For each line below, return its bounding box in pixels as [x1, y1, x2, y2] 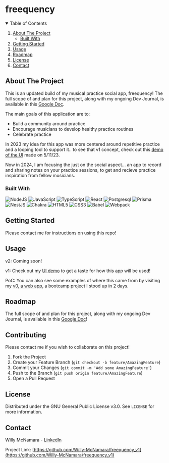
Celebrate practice [12, 131, 51, 137]
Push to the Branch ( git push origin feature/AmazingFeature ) [12, 370, 143, 376]
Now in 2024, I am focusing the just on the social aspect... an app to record [5, 162, 161, 168]
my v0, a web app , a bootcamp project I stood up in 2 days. [5, 283, 129, 289]
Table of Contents [10, 20, 47, 26]
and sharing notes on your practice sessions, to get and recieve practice [5, 167, 156, 173]
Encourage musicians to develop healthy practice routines [12, 126, 134, 132]
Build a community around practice [12, 120, 86, 127]
